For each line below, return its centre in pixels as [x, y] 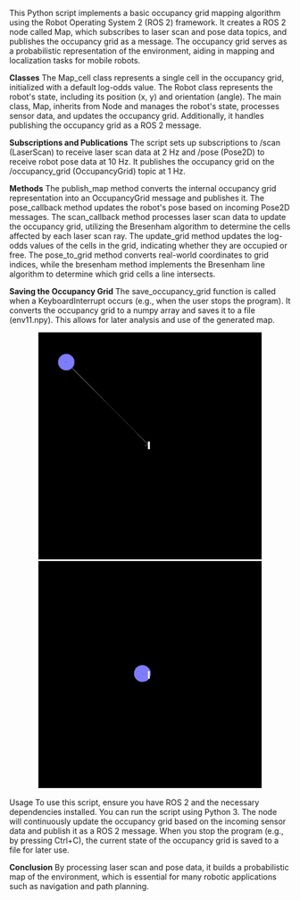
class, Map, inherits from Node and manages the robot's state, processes [144, 106]
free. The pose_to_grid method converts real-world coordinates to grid [139, 255]
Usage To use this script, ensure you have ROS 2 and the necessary [134, 802]
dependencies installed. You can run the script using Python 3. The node [143, 811]
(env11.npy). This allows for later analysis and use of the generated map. [142, 320]
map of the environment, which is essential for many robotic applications [143, 877]
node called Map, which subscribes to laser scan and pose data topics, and [148, 32]
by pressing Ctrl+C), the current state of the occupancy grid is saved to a [144, 840]
